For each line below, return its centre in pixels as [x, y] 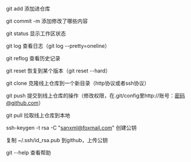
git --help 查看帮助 [29, 153]
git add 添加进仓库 [28, 8]
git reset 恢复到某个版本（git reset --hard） [58, 71]
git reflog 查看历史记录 [33, 58]
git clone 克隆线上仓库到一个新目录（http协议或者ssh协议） [78, 83]
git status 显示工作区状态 [36, 33]
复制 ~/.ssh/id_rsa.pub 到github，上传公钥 [57, 140]
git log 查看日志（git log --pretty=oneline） [58, 46]
